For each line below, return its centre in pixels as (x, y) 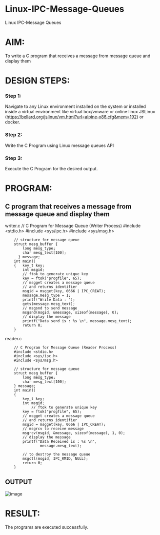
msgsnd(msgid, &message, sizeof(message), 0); (71, 312)
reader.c (13, 338)
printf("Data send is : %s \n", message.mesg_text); (77, 321)
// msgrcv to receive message (53, 429)
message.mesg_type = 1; (47, 295)
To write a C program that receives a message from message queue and (78, 56)
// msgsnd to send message (50, 308)
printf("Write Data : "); (49, 299)
